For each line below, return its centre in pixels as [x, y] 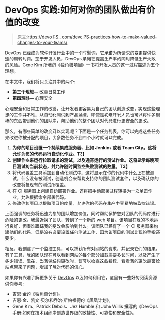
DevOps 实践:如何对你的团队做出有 [76, 10]
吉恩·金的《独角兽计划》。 [38, 294]
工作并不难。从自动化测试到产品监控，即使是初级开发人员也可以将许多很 [87, 115]
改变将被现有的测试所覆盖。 [40, 184]
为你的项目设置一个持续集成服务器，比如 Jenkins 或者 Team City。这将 [84, 147]
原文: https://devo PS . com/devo [50, 37]
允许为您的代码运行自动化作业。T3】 [50, 154]
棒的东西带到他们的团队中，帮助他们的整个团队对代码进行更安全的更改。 [78, 120]
